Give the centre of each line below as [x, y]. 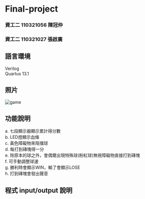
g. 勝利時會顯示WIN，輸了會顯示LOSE [43, 167]
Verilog [12, 68]
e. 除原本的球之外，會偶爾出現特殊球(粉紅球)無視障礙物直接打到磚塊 [72, 155]
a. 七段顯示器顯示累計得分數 [33, 131]
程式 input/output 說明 [39, 190]
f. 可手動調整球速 [22, 162]
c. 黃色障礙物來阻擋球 [27, 143]
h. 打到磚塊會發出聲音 [27, 174]
